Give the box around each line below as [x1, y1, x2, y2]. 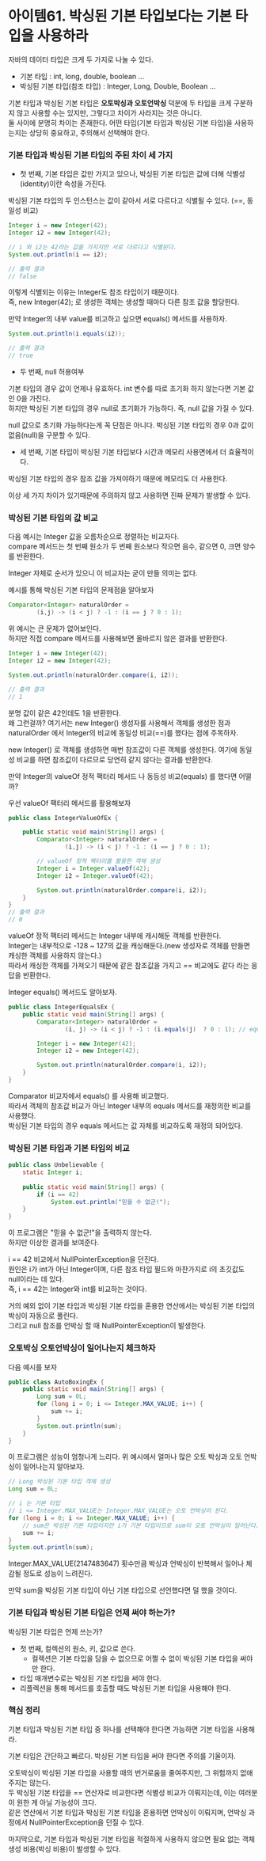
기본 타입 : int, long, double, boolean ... [19, 71, 145, 81]
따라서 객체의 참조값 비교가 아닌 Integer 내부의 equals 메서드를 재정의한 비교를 [8, 1101, 252, 1111]
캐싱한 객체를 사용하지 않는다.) [8, 951, 102, 960]
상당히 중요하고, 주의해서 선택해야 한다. [28, 127, 150, 137]
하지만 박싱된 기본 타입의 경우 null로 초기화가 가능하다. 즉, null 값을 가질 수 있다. [8, 404, 255, 413]
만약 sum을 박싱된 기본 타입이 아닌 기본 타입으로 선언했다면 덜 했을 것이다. [8, 1586, 237, 1595]
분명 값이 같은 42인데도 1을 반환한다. [8, 708, 121, 717]
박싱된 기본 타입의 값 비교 [8, 512, 99, 523]
